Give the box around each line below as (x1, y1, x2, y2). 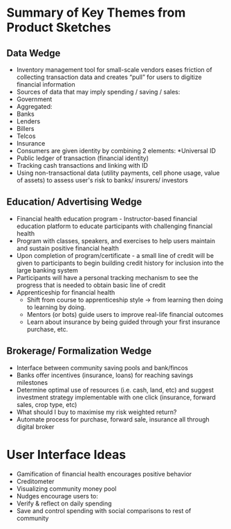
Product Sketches (6, 19, 111, 35)
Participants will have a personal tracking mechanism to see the (16, 273, 198, 281)
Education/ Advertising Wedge (6, 196, 142, 208)
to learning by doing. (26, 303, 86, 311)
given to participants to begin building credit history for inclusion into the (16, 259, 224, 267)
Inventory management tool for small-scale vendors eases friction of (16, 66, 212, 73)
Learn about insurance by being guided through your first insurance (26, 318, 221, 326)
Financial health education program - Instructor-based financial (16, 214, 198, 223)
